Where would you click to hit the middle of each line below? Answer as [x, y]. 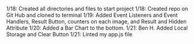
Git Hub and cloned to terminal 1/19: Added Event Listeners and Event [92, 15]
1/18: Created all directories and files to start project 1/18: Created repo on [97, 9]
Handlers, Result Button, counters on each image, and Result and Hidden [96, 21]
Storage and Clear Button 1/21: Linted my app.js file [69, 34]
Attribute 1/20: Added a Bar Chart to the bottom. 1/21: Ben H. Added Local [97, 28]
